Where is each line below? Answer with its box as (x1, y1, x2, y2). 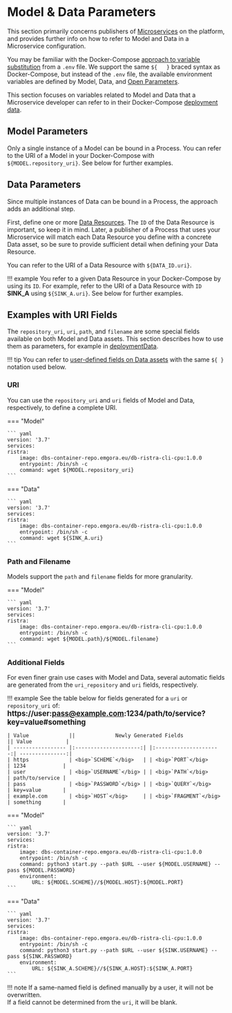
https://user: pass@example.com (7, 709, 124, 719)
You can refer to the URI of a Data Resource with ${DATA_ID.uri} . (7, 261, 192, 269)
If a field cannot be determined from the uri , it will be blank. (7, 998, 178, 1007)
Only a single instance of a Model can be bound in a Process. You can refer (7, 143, 222, 152)
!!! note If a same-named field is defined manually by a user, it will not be (7, 983, 214, 992)
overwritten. (7, 991, 42, 999)
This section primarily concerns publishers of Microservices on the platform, (7, 27, 225, 35)
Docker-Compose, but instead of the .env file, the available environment (7, 70, 213, 78)
